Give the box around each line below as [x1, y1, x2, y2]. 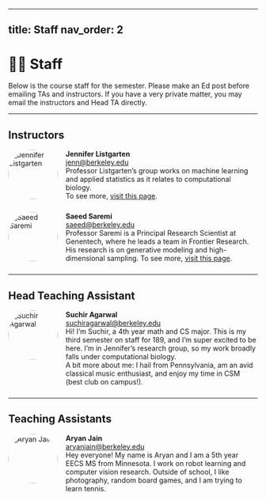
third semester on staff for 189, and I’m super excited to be [66, 335, 257, 344]
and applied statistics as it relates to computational [66, 175, 231, 184]
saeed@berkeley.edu [66, 220, 135, 229]
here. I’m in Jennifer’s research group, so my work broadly [66, 343, 256, 353]
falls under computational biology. [66, 351, 177, 361]
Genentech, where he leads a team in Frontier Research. [66, 237, 249, 246]
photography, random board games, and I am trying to [66, 475, 243, 485]
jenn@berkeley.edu [66, 157, 129, 167]
